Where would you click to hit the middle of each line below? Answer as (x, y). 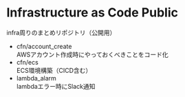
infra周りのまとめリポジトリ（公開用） (61, 32)
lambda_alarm (36, 78)
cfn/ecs (27, 62)
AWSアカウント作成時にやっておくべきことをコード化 (92, 54)
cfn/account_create (44, 46)
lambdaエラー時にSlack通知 (56, 86)
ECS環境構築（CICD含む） (54, 70)
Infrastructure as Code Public (92, 13)
